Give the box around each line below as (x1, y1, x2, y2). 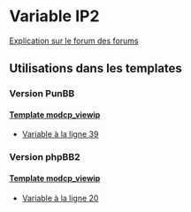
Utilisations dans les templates (9, 61, 183, 76)
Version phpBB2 (9, 151, 81, 163)
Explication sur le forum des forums (9, 35, 139, 46)
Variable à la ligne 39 (21, 129, 99, 140)
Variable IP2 (9, 6, 100, 26)
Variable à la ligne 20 (21, 193, 99, 203)
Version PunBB (9, 87, 75, 100)
